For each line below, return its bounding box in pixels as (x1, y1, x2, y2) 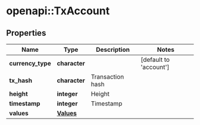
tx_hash (9, 76, 33, 85)
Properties (6, 28, 46, 38)
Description (96, 46, 130, 54)
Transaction (90, 73, 124, 81)
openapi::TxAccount (6, 4, 110, 18)
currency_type (9, 60, 52, 67)
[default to (140, 55, 170, 64)
